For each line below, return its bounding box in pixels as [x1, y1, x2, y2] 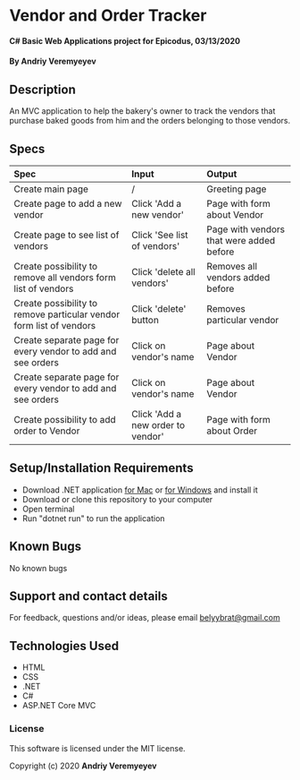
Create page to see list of [13, 229, 120, 241]
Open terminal [21, 503, 75, 514]
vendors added [206, 271, 271, 283]
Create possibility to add [13, 414, 116, 425]
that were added [206, 235, 276, 246]
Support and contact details [9, 588, 168, 604]
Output [206, 167, 237, 180]
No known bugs [9, 562, 68, 573]
